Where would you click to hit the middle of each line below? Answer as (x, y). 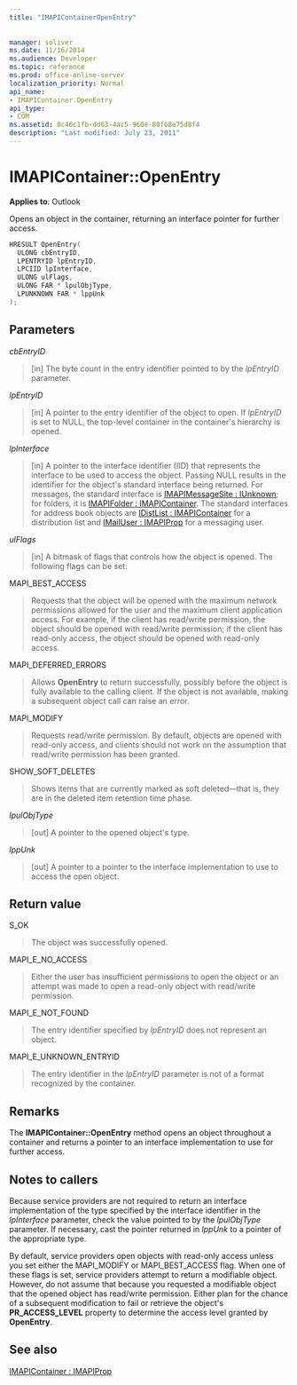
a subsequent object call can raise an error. (110, 700)
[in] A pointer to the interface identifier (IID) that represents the (145, 465)
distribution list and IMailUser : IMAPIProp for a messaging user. (147, 522)
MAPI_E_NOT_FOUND (49, 1013)
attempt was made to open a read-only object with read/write (143, 986)
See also (33, 1350)
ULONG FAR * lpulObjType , (65, 286)
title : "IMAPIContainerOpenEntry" (73, 17)
